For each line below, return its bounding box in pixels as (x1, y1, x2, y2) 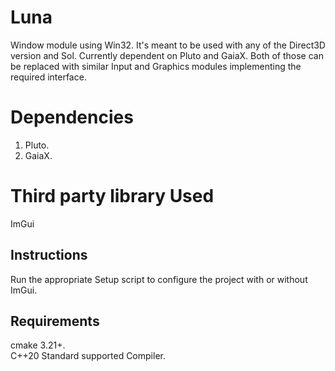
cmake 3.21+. (10, 339, 66, 351)
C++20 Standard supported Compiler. (10, 350, 166, 362)
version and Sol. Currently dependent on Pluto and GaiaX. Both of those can (10, 49, 324, 61)
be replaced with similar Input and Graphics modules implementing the (10, 60, 302, 72)
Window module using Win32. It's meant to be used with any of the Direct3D (10, 39, 326, 51)
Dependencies (10, 106, 134, 129)
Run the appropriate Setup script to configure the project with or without (10, 273, 308, 285)
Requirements (10, 313, 100, 330)
